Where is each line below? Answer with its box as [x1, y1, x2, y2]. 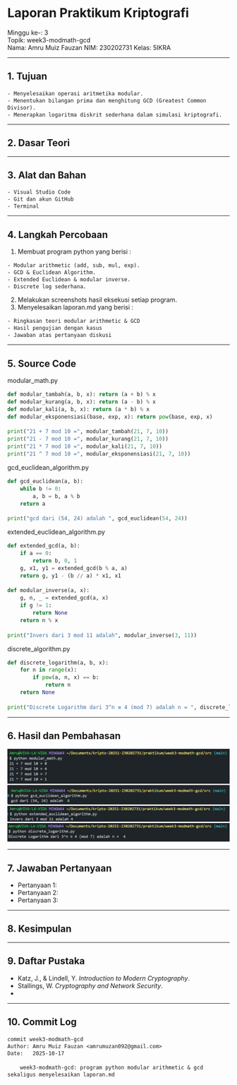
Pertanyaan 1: [17, 881, 58, 889]
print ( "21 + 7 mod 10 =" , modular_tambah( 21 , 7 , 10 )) [7, 428, 169, 435]
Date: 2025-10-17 [7, 1050, 65, 1057]
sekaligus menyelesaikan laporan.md [7, 1071, 115, 1078]
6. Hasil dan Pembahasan [7, 730, 121, 742]
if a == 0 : [20, 550, 52, 557]
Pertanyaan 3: [17, 896, 59, 905]
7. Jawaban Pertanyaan [7, 862, 112, 874]
